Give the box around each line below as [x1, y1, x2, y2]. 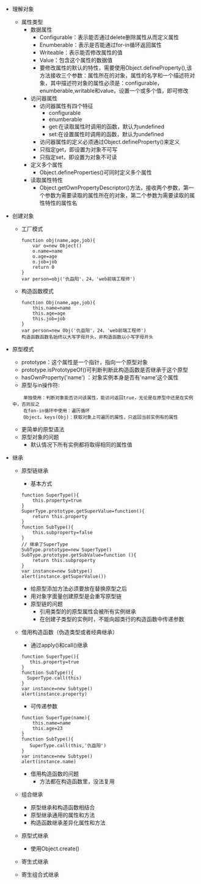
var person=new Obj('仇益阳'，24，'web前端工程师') [21, 327, 147, 334]
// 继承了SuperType [21, 541, 68, 547]
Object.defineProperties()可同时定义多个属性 [39, 169, 152, 176]
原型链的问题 [30, 601, 63, 607]
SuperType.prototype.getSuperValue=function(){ [21, 508, 145, 514]
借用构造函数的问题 [30, 770, 79, 777]
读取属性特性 [30, 177, 63, 183]
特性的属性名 [45, 199, 78, 206]
